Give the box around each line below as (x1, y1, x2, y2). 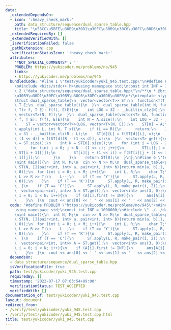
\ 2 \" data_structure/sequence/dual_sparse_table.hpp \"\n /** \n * (14, 88, 156, 94)
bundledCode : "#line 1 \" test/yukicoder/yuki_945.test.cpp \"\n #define (10, 79, 163, 84)
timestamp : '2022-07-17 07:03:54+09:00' (10, 278, 97, 284)
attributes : (10, 55, 36, 60)
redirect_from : (5, 302, 38, 307)
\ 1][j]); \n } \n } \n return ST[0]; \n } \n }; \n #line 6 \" (14, 155, 163, 160)
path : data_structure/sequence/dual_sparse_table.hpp (14, 21, 131, 27)
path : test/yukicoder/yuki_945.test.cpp (10, 269, 97, 274)
